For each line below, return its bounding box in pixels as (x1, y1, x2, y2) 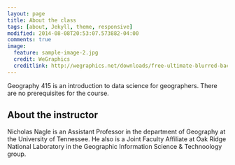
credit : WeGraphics (13, 56, 71, 63)
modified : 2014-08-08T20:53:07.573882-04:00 (7, 29, 139, 37)
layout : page (7, 10, 45, 17)
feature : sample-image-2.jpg (13, 50, 99, 57)
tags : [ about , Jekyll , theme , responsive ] (7, 23, 133, 30)
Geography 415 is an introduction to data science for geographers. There (7, 81, 218, 89)
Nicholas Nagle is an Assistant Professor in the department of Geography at (7, 127, 226, 136)
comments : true (7, 36, 52, 43)
